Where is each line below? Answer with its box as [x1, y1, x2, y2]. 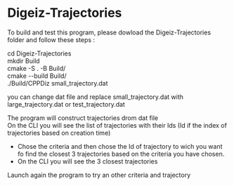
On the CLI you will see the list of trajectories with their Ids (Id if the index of [7, 121, 227, 129]
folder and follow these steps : [7, 35, 96, 44]
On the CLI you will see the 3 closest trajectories [17, 157, 158, 166]
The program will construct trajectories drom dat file [7, 114, 159, 122]
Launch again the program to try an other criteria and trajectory [7, 171, 191, 179]
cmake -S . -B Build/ [7, 64, 66, 72]
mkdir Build [7, 56, 40, 65]
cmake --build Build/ [7, 72, 67, 80]
